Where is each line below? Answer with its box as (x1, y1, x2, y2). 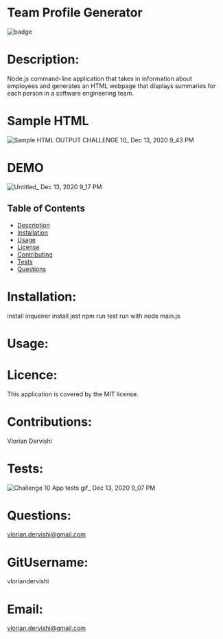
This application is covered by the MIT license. (7, 390, 139, 398)
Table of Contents (7, 203, 86, 215)
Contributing (16, 250, 53, 259)
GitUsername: (7, 554, 89, 570)
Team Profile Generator (7, 5, 143, 21)
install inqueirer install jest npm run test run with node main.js (7, 312, 180, 320)
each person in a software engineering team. (7, 89, 134, 97)
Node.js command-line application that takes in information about (7, 74, 192, 83)
